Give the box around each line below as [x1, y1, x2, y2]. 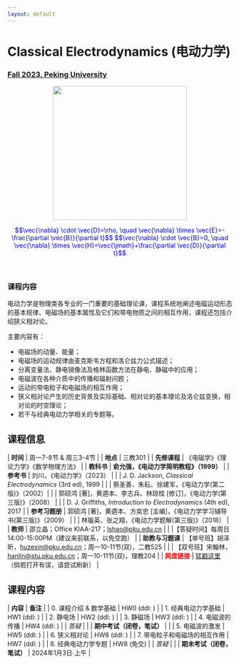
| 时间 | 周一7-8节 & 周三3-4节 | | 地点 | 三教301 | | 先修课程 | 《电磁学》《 [7, 453, 220, 462]
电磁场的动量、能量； [17, 347, 81, 356]
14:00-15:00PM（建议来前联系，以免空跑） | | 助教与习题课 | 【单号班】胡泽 [7, 534, 230, 542]
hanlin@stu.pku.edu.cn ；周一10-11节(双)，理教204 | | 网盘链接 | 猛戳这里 [7, 552, 221, 560]
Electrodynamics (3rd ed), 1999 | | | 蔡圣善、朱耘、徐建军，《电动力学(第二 [7, 480, 225, 489]
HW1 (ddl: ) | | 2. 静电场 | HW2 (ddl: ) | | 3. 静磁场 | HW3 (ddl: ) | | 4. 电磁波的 [7, 613, 231, 622]
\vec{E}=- [195, 226, 225, 234]
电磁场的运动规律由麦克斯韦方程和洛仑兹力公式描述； [17, 357, 175, 365]
